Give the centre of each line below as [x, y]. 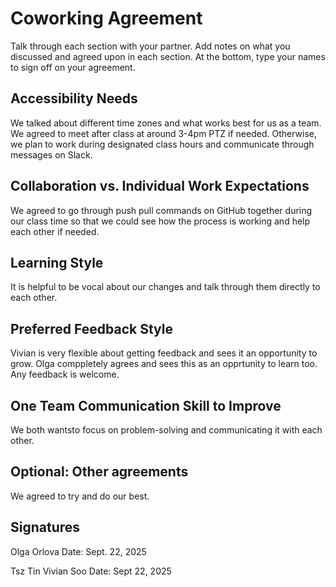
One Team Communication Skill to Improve [146, 405]
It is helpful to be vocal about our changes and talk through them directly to [165, 287]
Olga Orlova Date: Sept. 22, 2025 [78, 551]
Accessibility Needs [74, 98]
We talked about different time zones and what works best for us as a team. [166, 123]
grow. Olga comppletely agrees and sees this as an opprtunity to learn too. [164, 364]
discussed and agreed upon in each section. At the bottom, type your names [168, 56]
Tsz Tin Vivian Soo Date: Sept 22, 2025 [91, 571]
